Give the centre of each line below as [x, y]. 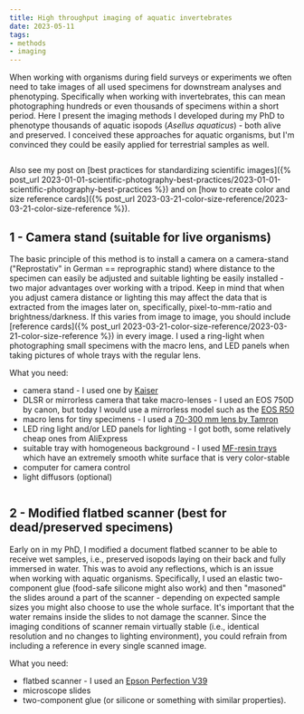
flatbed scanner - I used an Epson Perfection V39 [115, 680]
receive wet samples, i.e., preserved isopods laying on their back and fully [148, 559]
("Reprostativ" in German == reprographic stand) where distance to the [142, 268]
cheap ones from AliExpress [75, 438]
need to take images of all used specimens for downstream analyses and [146, 87]
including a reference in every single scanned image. [108, 645]
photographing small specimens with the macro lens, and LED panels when [149, 345]
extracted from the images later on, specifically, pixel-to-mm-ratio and [141, 307]
